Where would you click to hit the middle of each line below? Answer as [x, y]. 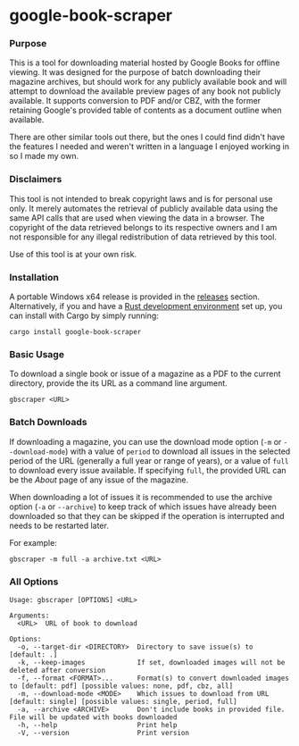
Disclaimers [36, 180]
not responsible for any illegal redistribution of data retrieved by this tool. [143, 237]
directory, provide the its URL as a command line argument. [118, 383]
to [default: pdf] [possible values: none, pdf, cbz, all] [121, 686]
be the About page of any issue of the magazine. [99, 480]
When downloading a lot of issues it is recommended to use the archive [141, 497]
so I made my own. [44, 156]
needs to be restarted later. [59, 525]
